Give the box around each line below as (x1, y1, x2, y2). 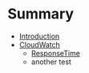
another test (30, 57, 71, 67)
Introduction (18, 31, 60, 41)
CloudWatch (18, 39, 61, 49)
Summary (7, 5, 74, 23)
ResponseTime (30, 48, 81, 58)
